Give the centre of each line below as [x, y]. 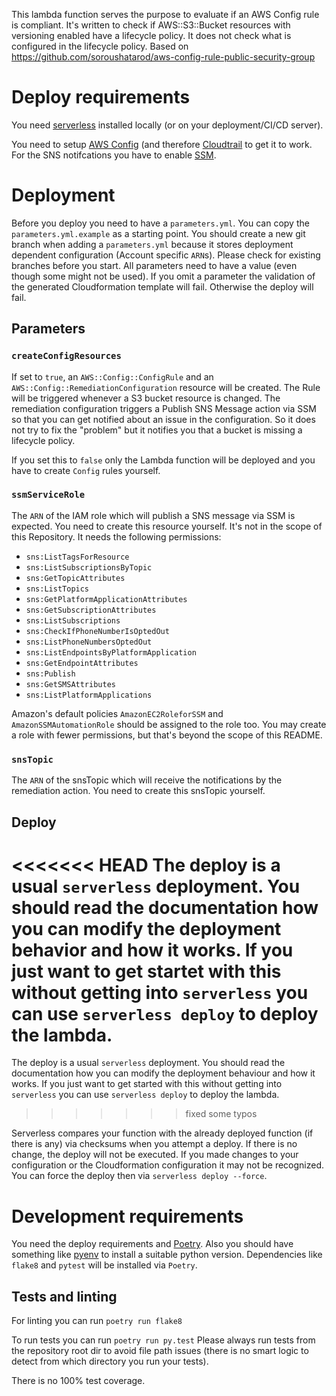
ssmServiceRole [48, 495]
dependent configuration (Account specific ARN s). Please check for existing [166, 255]
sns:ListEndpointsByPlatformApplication [111, 652]
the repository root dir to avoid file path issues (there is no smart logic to [160, 1351]
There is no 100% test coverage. [78, 1381]
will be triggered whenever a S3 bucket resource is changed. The [146, 398]
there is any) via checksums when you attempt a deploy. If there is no [154, 1144]
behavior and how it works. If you [152, 950]
